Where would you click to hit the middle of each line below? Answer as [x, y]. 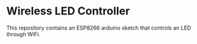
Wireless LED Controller [68, 11]
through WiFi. [24, 34]
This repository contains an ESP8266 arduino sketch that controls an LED [99, 28]
